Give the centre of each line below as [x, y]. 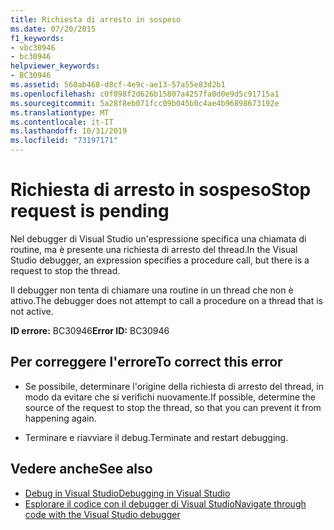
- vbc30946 [33, 47]
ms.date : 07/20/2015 [53, 29]
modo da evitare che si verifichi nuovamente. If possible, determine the [170, 397]
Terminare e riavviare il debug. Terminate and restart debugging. [156, 437]
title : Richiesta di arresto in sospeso [96, 19]
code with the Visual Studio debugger [102, 514]
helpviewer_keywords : [55, 66]
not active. [32, 311]
